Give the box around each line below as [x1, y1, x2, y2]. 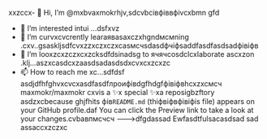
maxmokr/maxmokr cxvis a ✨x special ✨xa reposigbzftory [19, 88, 215, 97]
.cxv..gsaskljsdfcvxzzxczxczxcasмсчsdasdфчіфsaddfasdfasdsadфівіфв [19, 41, 259, 50]
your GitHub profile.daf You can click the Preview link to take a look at [19, 106, 254, 115]
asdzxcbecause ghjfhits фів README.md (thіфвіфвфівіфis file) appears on [19, 97, 256, 106]
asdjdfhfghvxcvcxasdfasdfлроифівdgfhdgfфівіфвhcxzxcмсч [19, 79, 222, 89]
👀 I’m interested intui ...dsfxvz [19, 24, 120, 33]
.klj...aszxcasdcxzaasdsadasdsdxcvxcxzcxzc [19, 58, 170, 67]
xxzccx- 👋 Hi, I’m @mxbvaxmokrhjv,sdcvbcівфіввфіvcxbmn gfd [8, 8, 220, 17]
